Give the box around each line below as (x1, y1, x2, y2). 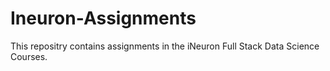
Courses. (10, 50, 48, 62)
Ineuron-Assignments (10, 7, 197, 30)
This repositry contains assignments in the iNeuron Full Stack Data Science (10, 40, 320, 52)
